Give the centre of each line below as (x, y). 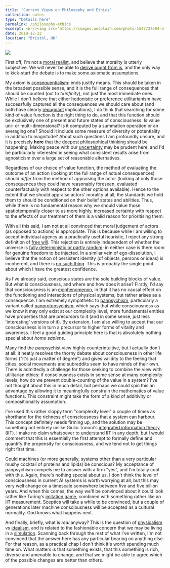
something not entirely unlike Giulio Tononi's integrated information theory (83, 427)
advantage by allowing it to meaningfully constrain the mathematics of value (85, 391)
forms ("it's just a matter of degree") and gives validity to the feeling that (81, 358)
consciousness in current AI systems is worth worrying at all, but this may (82, 480)
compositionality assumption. (36, 401)
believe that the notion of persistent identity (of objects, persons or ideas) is (84, 258)
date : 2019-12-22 (24, 33)
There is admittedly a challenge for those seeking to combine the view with (83, 369)
